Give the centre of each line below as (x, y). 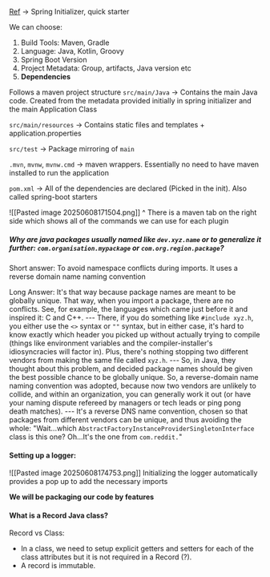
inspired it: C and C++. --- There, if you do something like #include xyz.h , (131, 317)
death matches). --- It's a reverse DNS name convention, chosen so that (129, 411)
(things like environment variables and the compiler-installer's (111, 343)
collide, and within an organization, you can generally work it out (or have (130, 394)
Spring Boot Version (54, 60)
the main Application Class (53, 109)
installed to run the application (59, 173)
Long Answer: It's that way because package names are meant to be (123, 292)
